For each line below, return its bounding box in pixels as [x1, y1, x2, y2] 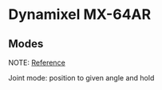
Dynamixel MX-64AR [8, 6, 152, 24]
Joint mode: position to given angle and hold [8, 73, 155, 82]
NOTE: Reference [8, 58, 65, 67]
